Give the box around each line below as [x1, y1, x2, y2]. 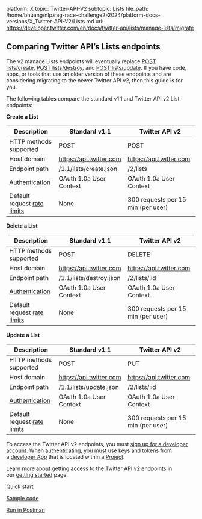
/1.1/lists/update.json [58, 382, 119, 391]
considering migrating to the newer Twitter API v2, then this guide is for [6, 76, 183, 84]
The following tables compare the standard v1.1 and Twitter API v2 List [6, 95, 180, 102]
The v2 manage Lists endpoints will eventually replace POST [6, 57, 156, 65]
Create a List [6, 113, 39, 120]
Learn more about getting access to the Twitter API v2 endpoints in [6, 465, 173, 472]
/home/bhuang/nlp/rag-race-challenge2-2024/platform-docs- [6, 11, 161, 19]
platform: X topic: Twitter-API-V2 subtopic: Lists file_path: [6, 5, 149, 12]
